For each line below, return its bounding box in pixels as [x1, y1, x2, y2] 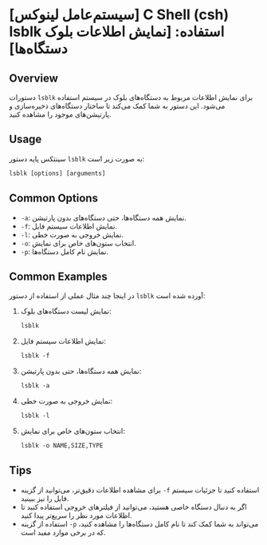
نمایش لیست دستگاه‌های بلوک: [20, 306, 112, 316]
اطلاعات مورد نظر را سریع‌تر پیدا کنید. [20, 510, 132, 520]
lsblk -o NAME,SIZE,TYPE [20, 441, 104, 449]
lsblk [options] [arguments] [9, 169, 106, 177]
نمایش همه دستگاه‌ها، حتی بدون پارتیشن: [20, 366, 142, 376]
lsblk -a [20, 382, 50, 390]
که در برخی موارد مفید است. [20, 527, 106, 537]
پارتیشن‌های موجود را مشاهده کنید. [9, 109, 112, 119]
